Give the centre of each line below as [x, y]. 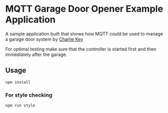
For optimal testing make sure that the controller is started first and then [81, 49]
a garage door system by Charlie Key [44, 39]
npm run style [20, 106]
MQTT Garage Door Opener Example [84, 9]
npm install [18, 82]
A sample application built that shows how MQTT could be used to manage [84, 34]
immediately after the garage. [36, 54]
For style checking [29, 95]
